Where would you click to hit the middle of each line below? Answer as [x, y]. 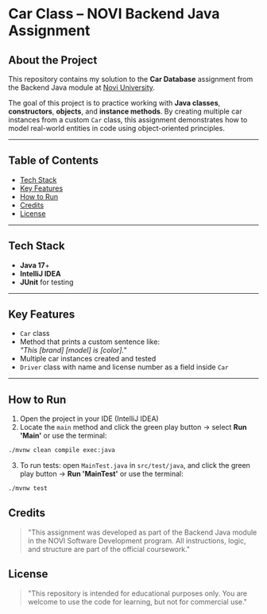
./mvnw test [28, 488]
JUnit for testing [46, 282]
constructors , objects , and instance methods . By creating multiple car [125, 111]
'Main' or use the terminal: [63, 436]
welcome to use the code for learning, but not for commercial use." [137, 601]
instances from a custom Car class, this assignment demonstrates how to [128, 120]
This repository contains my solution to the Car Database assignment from [131, 79]
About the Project [53, 60]
